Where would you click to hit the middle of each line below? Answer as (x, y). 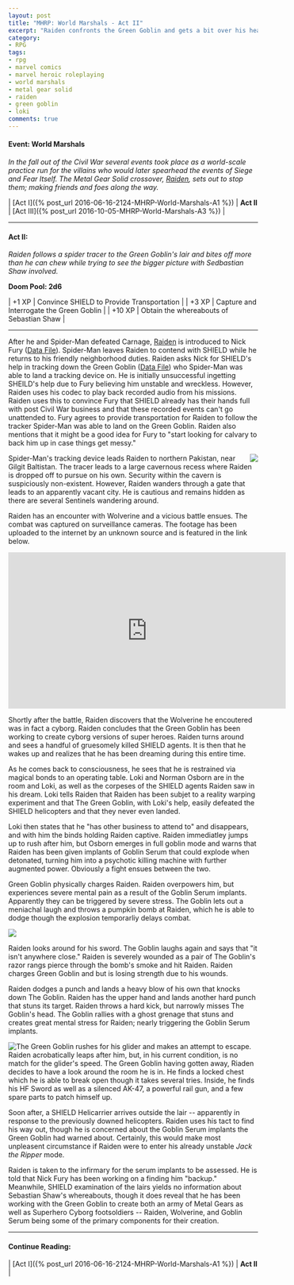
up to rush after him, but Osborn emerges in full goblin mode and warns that (132, 843)
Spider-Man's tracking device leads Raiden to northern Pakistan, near (122, 458)
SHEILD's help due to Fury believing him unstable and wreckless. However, (131, 384)
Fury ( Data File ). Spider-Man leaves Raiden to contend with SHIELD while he (133, 350)
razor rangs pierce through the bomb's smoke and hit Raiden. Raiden (121, 965)
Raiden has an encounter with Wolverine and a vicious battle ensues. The (128, 516)
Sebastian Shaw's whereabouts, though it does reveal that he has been (124, 1195)
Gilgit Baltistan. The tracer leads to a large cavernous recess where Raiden (130, 467)
